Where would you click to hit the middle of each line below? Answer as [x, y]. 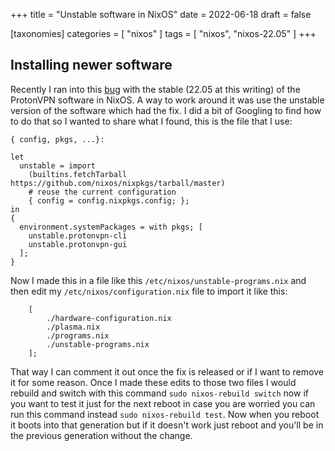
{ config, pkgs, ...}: [57, 139]
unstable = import [58, 165]
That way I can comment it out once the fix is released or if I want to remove [167, 371]
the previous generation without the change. [101, 435]
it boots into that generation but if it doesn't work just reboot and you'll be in [167, 425]
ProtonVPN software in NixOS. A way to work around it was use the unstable [167, 100]
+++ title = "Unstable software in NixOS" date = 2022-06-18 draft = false [161, 14]
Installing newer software [91, 65]
